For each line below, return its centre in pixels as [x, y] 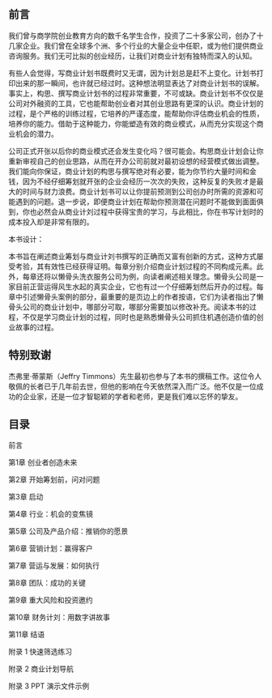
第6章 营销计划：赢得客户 [51, 548]
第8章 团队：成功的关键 [47, 583]
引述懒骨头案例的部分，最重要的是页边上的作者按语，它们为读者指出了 [139, 296]
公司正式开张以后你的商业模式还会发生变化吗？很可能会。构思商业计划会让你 [136, 151]
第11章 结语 [27, 635]
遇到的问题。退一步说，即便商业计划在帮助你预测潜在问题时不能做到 [129, 202]
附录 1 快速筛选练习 [40, 652]
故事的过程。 [36, 327]
